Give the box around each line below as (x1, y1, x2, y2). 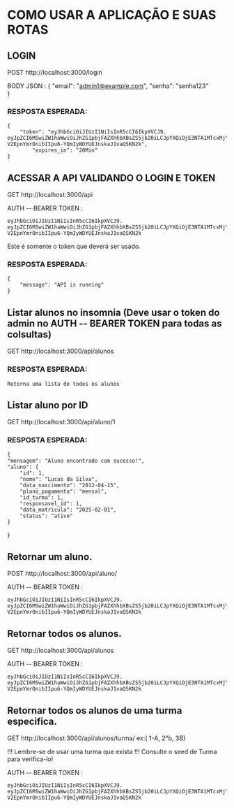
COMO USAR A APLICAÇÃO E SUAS (7, 7, 217, 23)
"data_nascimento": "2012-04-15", (19, 482, 120, 489)
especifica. (7, 715, 58, 727)
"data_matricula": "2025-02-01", (19, 506, 117, 513)
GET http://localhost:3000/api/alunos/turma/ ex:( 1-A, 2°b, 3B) (7, 734, 186, 742)
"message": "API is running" (19, 282, 104, 289)
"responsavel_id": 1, (19, 500, 82, 507)
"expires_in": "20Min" (32, 147, 98, 154)
